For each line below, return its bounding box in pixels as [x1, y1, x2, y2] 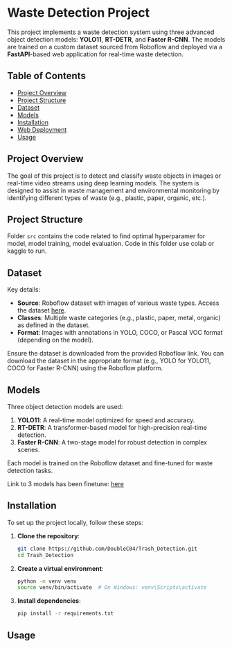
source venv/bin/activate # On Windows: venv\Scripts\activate [17, 584, 207, 591]
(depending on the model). [17, 335, 93, 344]
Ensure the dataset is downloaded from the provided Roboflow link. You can [7, 349, 224, 358]
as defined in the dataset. [17, 321, 90, 329]
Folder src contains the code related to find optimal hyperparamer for [7, 232, 206, 240]
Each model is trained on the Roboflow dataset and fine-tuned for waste [7, 459, 213, 467]
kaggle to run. [7, 247, 47, 255]
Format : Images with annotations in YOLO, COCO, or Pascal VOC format [17, 329, 223, 337]
